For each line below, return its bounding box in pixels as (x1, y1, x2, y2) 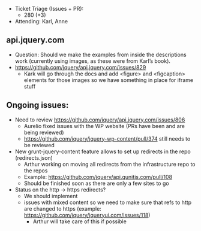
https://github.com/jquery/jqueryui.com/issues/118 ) (23, 211, 151, 218)
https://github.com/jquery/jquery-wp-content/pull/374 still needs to (23, 135, 191, 142)
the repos (23, 167, 48, 174)
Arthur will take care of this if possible (32, 218, 127, 225)
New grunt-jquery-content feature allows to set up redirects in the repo (14, 148, 191, 155)
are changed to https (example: (23, 205, 102, 212)
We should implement (23, 192, 78, 199)
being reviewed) (23, 129, 64, 136)
